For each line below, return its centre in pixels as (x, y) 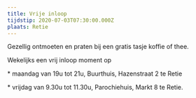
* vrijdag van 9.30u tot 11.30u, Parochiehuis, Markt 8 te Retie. (95, 87)
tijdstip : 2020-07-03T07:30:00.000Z (61, 20)
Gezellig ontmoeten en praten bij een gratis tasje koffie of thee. (98, 47)
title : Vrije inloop (37, 14)
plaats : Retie (28, 27)
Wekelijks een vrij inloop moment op (59, 60)
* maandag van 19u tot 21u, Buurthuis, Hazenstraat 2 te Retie (95, 73)
